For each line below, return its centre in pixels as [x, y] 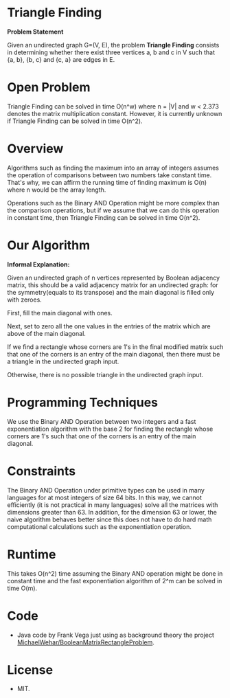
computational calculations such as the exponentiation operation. [100, 526]
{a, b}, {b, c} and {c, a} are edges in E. [61, 59]
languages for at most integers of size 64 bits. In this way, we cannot [105, 497]
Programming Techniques [82, 402]
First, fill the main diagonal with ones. [60, 313]
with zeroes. [25, 300]
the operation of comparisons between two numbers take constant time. [110, 175]
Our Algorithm [49, 245]
